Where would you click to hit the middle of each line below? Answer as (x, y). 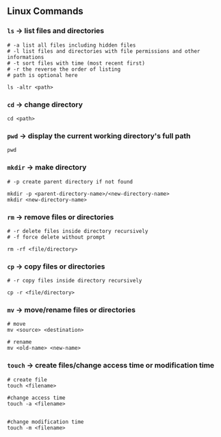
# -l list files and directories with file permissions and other (104, 51)
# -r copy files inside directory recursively (75, 281)
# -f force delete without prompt (56, 237)
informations (26, 57)
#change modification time (45, 422)
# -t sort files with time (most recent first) (76, 63)
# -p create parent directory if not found (70, 181)
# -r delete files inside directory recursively (78, 231)
